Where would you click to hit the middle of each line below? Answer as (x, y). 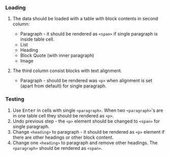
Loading (16, 8)
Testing (15, 99)
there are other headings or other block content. (63, 137)
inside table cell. (37, 39)
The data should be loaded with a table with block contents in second (85, 19)
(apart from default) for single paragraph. (63, 86)
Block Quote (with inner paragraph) (57, 55)
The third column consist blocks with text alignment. (67, 71)
